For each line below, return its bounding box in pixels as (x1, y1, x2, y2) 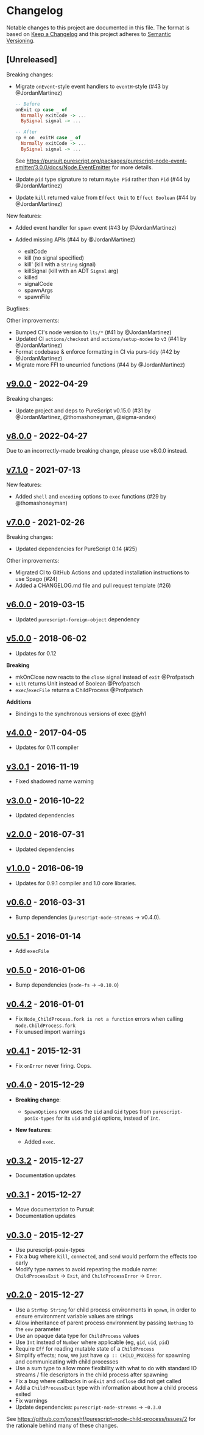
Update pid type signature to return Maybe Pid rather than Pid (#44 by (15, 175, 191, 183)
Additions (6, 698, 32, 706)
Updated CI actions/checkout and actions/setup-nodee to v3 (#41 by (15, 335, 187, 342)
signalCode (24, 280, 53, 287)
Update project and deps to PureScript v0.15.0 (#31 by (15, 407, 151, 414)
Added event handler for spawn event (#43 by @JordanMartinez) (15, 224, 177, 231)
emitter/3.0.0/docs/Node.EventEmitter (15, 163, 111, 171)
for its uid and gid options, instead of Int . (55, 1114, 160, 1122)
